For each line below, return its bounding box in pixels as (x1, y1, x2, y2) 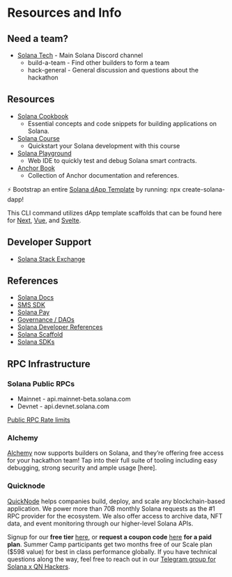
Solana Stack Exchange (17, 254, 86, 263)
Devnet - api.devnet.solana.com (17, 402, 110, 410)
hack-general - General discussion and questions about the (27, 66, 199, 74)
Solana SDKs (17, 338, 55, 346)
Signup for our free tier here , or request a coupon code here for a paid (7, 532, 212, 541)
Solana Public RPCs (7, 378, 75, 388)
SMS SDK (17, 301, 45, 309)
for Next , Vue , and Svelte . (7, 216, 82, 224)
